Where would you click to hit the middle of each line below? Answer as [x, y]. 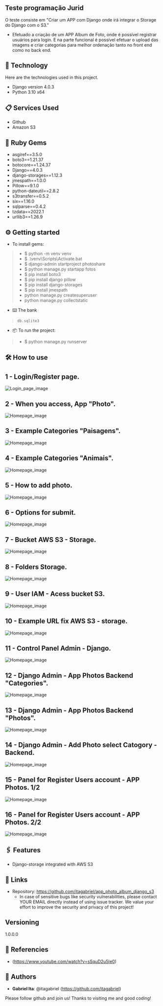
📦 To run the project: [34, 330]
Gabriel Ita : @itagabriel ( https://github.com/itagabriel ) [67, 988]
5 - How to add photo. [39, 486]
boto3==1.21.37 [28, 160]
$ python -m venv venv [48, 253]
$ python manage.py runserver [56, 342]
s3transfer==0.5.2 [30, 196]
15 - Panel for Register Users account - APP [72, 780]
